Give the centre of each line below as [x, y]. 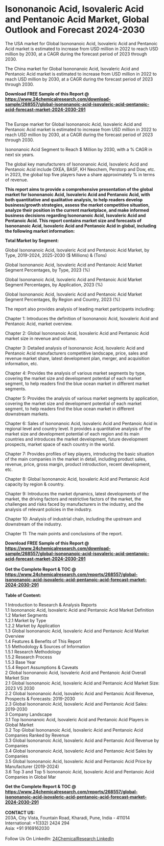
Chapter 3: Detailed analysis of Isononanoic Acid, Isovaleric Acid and [75, 348]
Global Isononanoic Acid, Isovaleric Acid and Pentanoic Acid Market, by [77, 250]
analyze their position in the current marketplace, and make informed [77, 210]
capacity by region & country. [35, 484]
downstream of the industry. [34, 524]
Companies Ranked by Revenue [37, 735]
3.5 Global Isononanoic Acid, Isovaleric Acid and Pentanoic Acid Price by [79, 761]
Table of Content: [23, 595]
